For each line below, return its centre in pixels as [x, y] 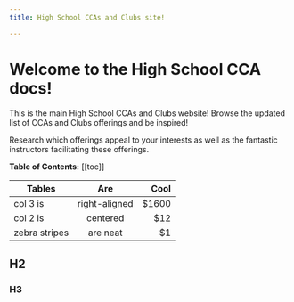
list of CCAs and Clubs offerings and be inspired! [99, 122]
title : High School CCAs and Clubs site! [87, 17]
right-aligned [105, 203]
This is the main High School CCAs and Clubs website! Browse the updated [147, 113]
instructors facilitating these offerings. [79, 149]
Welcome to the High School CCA [135, 69]
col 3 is [29, 203]
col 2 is [29, 217]
